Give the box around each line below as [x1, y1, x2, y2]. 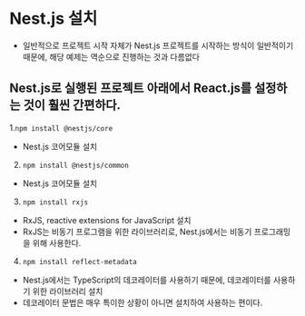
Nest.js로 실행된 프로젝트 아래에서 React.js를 [9, 81, 252, 96]
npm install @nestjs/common [22, 161, 129, 170]
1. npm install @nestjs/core [9, 122, 113, 133]
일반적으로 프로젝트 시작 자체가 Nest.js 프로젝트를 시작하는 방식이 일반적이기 [22, 40, 294, 51]
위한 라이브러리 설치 [32, 285, 103, 296]
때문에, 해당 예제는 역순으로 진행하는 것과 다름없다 [22, 51, 200, 62]
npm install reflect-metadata [22, 257, 138, 266]
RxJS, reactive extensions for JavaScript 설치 [22, 214, 192, 225]
